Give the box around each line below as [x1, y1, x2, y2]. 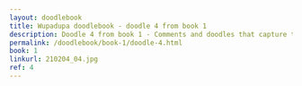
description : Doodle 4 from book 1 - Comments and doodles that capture [9, 30, 288, 39]
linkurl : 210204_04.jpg [9, 55, 99, 64]
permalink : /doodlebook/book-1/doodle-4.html [9, 38, 182, 47]
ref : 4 [9, 64, 34, 73]
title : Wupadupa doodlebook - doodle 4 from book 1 [9, 21, 207, 30]
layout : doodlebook [9, 13, 83, 22]
